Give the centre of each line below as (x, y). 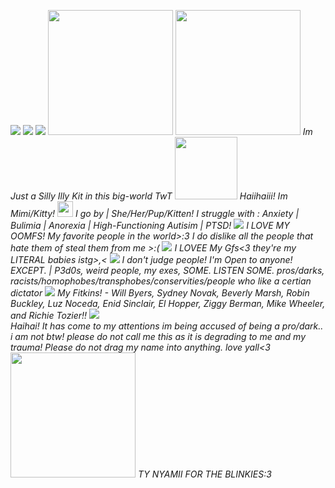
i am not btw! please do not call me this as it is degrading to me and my (158, 336)
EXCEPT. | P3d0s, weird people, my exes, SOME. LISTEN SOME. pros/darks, (167, 270)
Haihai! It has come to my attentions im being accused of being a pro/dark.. (167, 326)
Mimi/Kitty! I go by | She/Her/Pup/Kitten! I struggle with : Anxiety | (155, 213)
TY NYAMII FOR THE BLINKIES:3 (204, 474)
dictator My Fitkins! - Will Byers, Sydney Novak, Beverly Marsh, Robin (160, 293)
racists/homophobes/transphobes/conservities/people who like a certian (161, 281)
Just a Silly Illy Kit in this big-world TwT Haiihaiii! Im (149, 196)
